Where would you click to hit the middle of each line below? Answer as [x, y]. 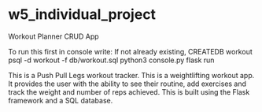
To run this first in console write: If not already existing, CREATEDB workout [131, 51]
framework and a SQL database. [61, 100]
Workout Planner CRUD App [54, 36]
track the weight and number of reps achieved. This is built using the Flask [129, 91]
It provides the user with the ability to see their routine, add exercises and [127, 84]
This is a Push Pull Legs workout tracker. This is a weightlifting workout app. [131, 75]
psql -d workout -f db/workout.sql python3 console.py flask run [111, 60]
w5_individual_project [82, 15]
